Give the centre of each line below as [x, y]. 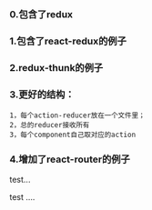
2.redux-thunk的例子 [56, 67]
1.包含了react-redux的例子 [68, 41]
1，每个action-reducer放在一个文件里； [77, 115]
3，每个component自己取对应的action [73, 135]
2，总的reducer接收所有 [50, 125]
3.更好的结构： [42, 95]
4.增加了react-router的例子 [70, 159]
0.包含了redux [41, 14]
